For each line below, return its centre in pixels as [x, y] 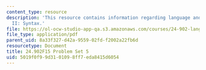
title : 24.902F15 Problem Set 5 [48, 52]
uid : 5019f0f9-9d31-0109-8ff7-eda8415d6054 [63, 57]
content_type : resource [37, 12]
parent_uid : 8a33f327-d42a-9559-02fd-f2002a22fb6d [72, 40]
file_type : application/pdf [42, 35]
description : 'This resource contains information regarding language [98, 18]
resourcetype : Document [37, 46]
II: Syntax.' [29, 23]
